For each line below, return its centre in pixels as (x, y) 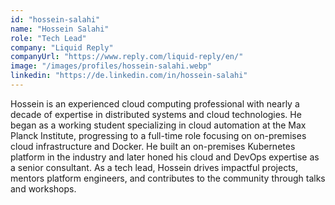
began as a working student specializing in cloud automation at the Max (158, 125)
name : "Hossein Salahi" (60, 29)
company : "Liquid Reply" (62, 47)
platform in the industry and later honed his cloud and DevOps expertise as (165, 157)
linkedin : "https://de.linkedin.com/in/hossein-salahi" (129, 76)
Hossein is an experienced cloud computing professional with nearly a (155, 103)
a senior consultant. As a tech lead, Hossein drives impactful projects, (154, 167)
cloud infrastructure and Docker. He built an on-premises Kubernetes (153, 146)
